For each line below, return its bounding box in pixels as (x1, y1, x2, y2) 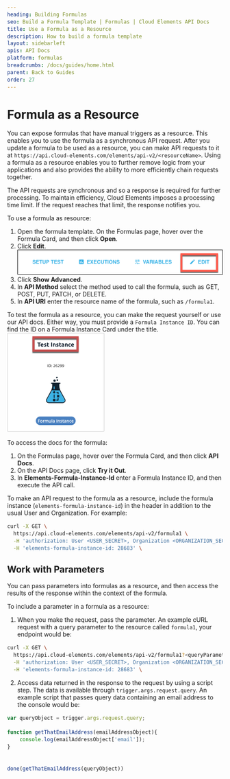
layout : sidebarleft (7, 40, 66, 47)
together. (7, 173, 33, 181)
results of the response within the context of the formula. (7, 589, 168, 597)
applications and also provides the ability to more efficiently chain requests (7, 165, 219, 174)
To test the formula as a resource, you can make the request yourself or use (7, 310, 221, 318)
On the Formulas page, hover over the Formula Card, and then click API (16, 452, 219, 460)
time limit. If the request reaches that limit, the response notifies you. (7, 201, 201, 209)
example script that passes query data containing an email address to (16, 693, 214, 701)
